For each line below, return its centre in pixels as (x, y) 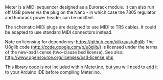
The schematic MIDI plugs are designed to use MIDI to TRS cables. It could (81, 27)
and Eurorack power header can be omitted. (49, 17)
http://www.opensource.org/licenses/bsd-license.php (59, 57)
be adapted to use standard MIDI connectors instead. (59, 32)
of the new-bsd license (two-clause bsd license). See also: (64, 52)
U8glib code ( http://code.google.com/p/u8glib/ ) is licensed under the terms (81, 47)
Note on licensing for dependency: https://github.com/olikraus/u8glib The (80, 42)
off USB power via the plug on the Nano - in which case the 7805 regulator (80, 12)
